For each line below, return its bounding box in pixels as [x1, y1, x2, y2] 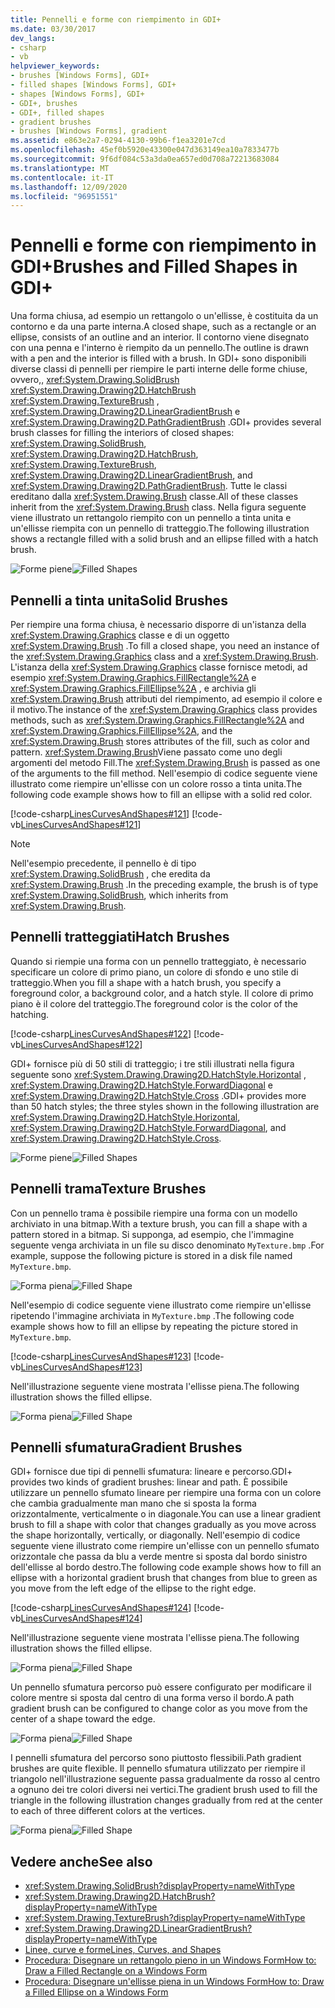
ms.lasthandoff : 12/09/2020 [10, 182, 128, 192]
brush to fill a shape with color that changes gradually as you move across [10, 1519, 317, 1531]
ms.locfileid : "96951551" [10, 191, 118, 201]
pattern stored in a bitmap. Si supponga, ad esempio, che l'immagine [10, 1228, 295, 1240]
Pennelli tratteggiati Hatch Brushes [10, 929, 230, 946]
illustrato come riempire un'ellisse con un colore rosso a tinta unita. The [10, 778, 303, 790]
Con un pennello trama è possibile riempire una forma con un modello [10, 1207, 298, 1219]
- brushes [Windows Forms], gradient [10, 126, 168, 136]
